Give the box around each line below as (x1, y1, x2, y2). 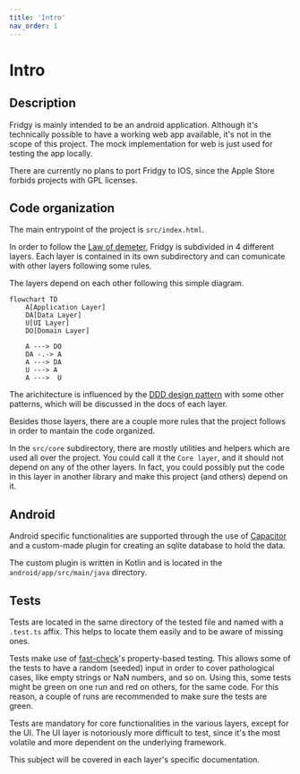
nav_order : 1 (9, 21, 58, 30)
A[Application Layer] (25, 303, 106, 312)
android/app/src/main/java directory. (9, 567, 148, 578)
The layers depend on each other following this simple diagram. (9, 278, 244, 289)
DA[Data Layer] (25, 310, 82, 320)
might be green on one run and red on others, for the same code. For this (9, 681, 279, 692)
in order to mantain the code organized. (9, 426, 156, 437)
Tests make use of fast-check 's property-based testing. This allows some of (9, 652, 291, 663)
